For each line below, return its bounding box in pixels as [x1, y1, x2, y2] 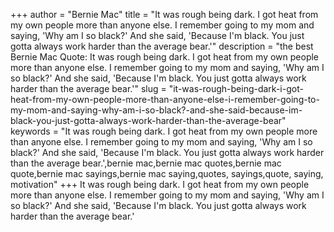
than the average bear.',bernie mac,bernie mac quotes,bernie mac [10, 157, 282, 169]
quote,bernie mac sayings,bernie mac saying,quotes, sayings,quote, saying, [10, 168, 324, 179]
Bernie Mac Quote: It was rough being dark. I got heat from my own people [10, 51, 320, 63]
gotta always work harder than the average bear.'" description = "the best [10, 40, 314, 52]
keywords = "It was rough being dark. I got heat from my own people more [10, 125, 318, 137]
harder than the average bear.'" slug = [10, 83, 167, 94]
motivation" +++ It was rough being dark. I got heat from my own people [10, 179, 310, 190]
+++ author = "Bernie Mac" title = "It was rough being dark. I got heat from [10, 9, 319, 20]
